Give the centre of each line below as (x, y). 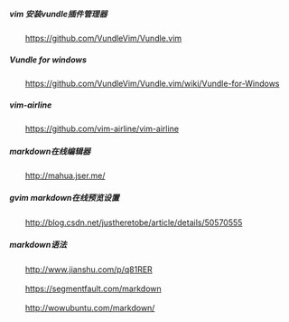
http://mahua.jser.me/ (65, 175)
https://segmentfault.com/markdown (94, 289)
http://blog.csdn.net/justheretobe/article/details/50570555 (134, 223)
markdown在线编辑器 (50, 151)
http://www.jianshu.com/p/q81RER (89, 269)
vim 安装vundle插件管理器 (58, 14)
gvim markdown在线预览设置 (65, 198)
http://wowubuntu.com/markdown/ (90, 308)
